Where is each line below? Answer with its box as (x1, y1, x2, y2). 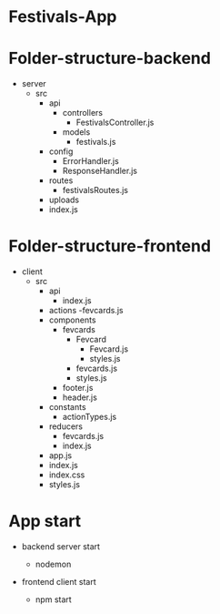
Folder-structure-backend (8, 48, 211, 69)
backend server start (21, 541, 101, 552)
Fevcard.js (89, 343, 129, 354)
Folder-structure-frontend (8, 236, 211, 257)
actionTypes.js (62, 412, 117, 423)
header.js (62, 392, 97, 403)
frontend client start (21, 577, 96, 587)
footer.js (62, 383, 94, 394)
